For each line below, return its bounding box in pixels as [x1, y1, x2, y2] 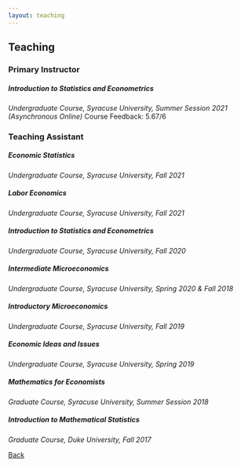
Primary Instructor [8, 64, 80, 75]
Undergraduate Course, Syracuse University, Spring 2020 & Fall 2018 [8, 283, 234, 293]
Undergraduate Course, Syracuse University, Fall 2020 [8, 246, 186, 255]
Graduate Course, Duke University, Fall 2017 [8, 435, 152, 444]
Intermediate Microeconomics [8, 264, 109, 273]
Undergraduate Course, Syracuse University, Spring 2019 [8, 359, 195, 369]
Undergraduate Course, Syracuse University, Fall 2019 [8, 321, 184, 330]
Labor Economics [8, 188, 67, 198]
